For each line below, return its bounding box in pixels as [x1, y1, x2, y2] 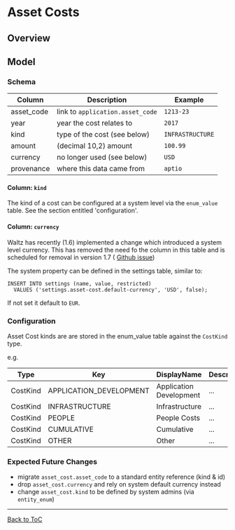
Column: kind [7, 183, 47, 191]
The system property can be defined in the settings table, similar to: [7, 266, 203, 275]
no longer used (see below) [57, 152, 148, 162]
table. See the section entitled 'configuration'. [7, 206, 138, 215]
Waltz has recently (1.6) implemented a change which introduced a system [7, 238, 222, 246]
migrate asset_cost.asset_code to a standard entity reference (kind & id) [17, 473, 226, 481]
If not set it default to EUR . [7, 299, 80, 307]
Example [174, 95, 204, 105]
